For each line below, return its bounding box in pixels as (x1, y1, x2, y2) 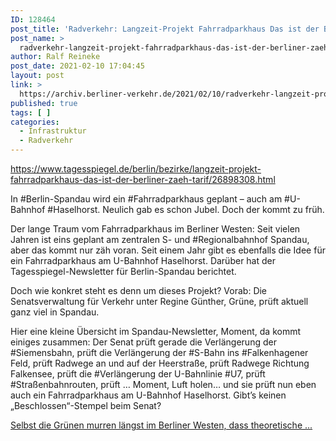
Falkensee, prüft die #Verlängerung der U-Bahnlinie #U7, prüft (10, 368, 266, 380)
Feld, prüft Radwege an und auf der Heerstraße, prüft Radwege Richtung (10, 357, 310, 369)
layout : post (10, 71, 65, 81)
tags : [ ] (10, 107, 52, 118)
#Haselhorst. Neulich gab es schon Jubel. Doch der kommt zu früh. (47, 204, 325, 215)
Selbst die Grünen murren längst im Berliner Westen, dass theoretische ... (10, 419, 313, 431)
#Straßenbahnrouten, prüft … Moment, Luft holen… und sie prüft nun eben (10, 379, 317, 390)
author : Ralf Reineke (10, 52, 101, 62)
